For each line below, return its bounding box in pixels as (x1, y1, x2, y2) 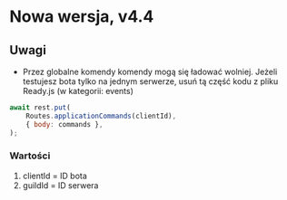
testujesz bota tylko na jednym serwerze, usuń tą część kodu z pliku (22, 76, 279, 87)
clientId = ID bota (22, 170, 88, 181)
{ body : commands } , (25, 119, 104, 129)
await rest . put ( (9, 103, 71, 112)
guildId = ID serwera (22, 179, 99, 191)
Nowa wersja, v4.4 (9, 6, 154, 27)
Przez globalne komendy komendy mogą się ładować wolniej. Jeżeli (22, 66, 278, 77)
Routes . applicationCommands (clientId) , (25, 111, 177, 120)
